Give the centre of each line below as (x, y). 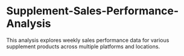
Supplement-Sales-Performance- (93, 11)
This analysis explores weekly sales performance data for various (88, 40)
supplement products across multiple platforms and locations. (83, 46)
